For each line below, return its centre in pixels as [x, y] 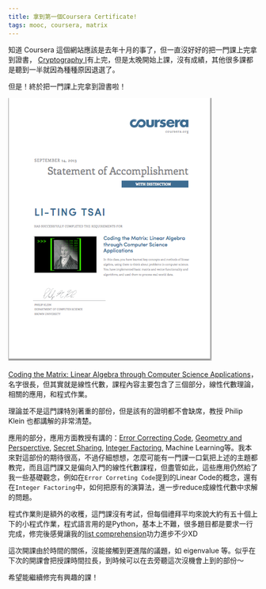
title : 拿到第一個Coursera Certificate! [72, 17]
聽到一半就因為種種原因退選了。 [67, 69]
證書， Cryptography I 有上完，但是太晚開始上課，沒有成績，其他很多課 [131, 59]
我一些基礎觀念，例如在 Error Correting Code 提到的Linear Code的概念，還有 [133, 477]
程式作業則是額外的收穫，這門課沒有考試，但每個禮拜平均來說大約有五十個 [129, 514]
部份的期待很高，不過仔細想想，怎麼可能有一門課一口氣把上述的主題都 [143, 457]
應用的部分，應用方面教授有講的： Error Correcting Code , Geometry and [125, 437]
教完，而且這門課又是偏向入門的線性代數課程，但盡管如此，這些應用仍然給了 [133, 467]
